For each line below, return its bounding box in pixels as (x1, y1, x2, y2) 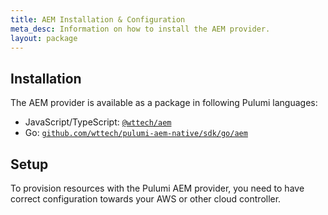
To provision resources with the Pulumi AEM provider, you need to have (10, 182, 305, 194)
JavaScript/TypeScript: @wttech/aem (24, 116, 172, 128)
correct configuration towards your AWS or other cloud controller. (10, 193, 282, 205)
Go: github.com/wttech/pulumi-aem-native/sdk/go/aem (24, 127, 248, 139)
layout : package (10, 33, 78, 43)
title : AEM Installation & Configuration (10, 14, 186, 25)
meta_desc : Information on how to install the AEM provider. (10, 24, 271, 34)
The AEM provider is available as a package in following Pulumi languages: (10, 97, 318, 109)
